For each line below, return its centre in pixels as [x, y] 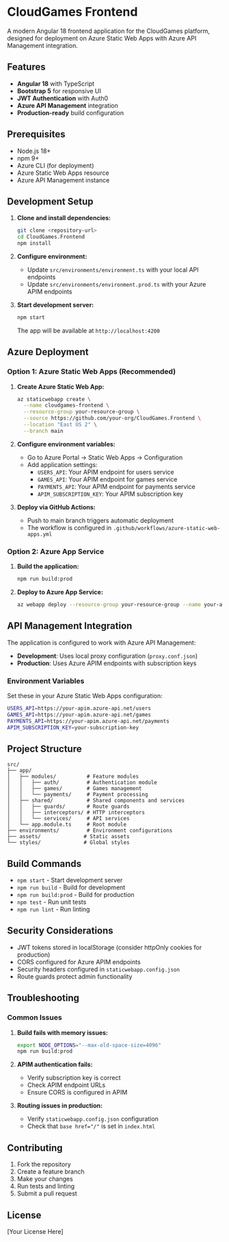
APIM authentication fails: [55, 1064]
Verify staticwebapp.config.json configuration [93, 1119]
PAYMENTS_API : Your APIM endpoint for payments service [117, 486]
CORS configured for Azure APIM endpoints [79, 962]
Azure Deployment [48, 352]
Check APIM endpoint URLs [66, 1085]
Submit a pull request [47, 1193]
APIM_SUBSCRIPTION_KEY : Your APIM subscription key [110, 494]
